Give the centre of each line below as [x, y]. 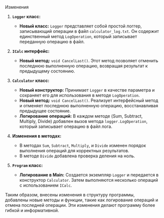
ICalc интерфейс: [31, 51]
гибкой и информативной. [32, 210]
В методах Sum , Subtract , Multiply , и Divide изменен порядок [83, 145]
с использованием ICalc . [46, 185]
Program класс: [27, 165]
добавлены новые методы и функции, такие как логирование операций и [82, 200]
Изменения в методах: [37, 136]
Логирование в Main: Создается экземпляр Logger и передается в [89, 175]
